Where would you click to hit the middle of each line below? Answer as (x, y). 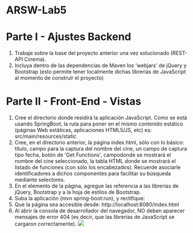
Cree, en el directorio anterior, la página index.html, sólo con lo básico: (99, 142)
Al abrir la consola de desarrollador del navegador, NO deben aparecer (99, 211)
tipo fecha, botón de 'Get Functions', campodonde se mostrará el (93, 155)
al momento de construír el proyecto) (59, 78)
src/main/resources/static (45, 136)
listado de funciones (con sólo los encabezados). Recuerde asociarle (97, 168)
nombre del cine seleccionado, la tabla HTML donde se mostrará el (95, 161)
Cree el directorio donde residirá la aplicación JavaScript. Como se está (101, 118)
